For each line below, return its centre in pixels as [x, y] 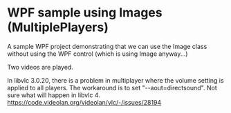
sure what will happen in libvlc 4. [54, 95]
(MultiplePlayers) [58, 27]
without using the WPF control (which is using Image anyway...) [98, 54]
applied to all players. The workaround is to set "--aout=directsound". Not [112, 88]
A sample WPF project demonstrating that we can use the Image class [107, 46]
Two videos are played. [40, 67]
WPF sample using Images [85, 13]
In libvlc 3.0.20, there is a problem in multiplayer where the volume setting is [115, 80]
